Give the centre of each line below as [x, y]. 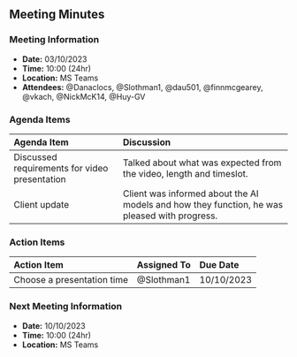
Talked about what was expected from [202, 163]
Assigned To [164, 265]
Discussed [35, 156]
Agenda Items [40, 119]
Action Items [37, 242]
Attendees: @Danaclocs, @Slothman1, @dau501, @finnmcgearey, [142, 87]
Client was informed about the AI [190, 194]
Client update [42, 204]
